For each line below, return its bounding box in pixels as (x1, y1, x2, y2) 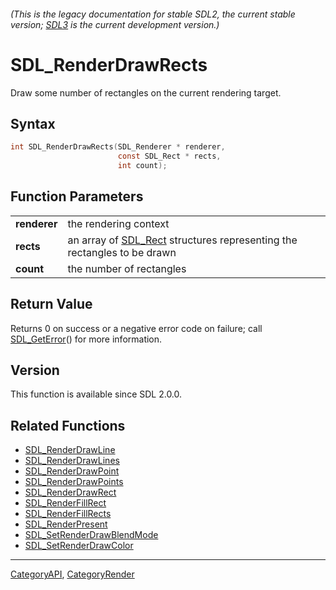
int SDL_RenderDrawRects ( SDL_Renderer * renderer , (10, 142, 226, 152)
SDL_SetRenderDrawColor (24, 540, 134, 552)
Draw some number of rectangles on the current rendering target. (10, 86, 282, 99)
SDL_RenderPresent (24, 518, 108, 530)
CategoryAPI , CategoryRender (10, 568, 135, 580)
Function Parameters (10, 188, 144, 205)
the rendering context (67, 216, 170, 230)
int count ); (117, 161, 168, 171)
